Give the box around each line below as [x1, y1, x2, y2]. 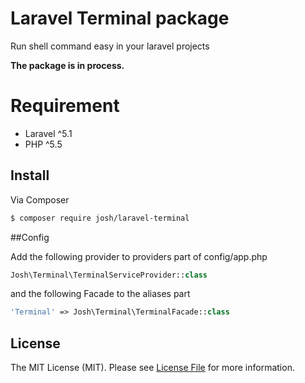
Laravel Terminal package [10, 7, 230, 30]
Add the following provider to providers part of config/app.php [10, 250, 268, 262]
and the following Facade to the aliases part [10, 288, 191, 300]
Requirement [10, 95, 120, 117]
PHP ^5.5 [24, 138, 63, 150]
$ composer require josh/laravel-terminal [10, 213, 190, 223]
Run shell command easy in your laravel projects [10, 40, 210, 52]
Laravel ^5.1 [24, 127, 73, 139]
